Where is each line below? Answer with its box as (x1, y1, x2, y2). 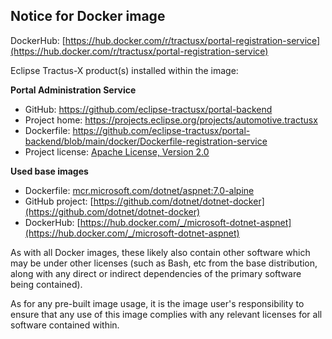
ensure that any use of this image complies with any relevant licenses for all (10, 308, 323, 320)
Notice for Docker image (10, 8, 166, 25)
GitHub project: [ (24, 195, 94, 207)
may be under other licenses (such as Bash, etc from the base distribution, (10, 257, 318, 269)
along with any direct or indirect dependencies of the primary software (10, 267, 302, 279)
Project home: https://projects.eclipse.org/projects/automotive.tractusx (24, 114, 318, 126)
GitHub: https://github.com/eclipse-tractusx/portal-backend (24, 103, 273, 115)
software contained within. (10, 319, 120, 331)
